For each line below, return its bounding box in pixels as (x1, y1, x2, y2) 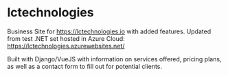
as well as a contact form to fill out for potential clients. (7, 62, 163, 70)
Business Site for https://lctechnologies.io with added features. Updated (7, 27, 212, 35)
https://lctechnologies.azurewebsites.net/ (7, 42, 125, 50)
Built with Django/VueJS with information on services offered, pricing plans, (7, 55, 222, 63)
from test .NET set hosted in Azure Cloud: (7, 34, 125, 42)
